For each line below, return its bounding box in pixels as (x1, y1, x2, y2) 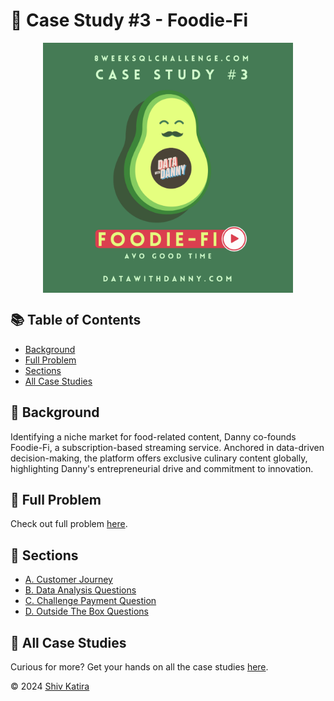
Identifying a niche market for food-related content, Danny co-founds (10, 430, 297, 443)
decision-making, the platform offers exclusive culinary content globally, (10, 452, 308, 464)
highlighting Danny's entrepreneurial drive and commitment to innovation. (10, 462, 314, 474)
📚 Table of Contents (10, 312, 142, 329)
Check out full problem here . (10, 518, 128, 530)
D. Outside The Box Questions (24, 605, 149, 618)
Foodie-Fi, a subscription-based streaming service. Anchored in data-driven (10, 441, 325, 453)
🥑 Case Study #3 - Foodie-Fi (10, 9, 249, 32)
